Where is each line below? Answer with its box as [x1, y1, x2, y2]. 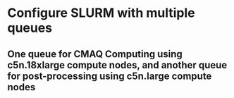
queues [7, 20, 53, 36]
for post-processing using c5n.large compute [7, 70, 212, 82]
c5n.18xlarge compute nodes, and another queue [7, 59, 228, 71]
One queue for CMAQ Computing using [7, 48, 183, 60]
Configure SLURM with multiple [7, 5, 195, 21]
